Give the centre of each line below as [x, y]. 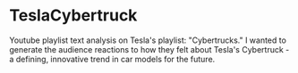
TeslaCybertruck [73, 16]
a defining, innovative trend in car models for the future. [112, 59]
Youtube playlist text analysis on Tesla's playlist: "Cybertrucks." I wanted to [148, 40]
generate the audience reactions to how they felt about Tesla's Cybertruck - [149, 49]
